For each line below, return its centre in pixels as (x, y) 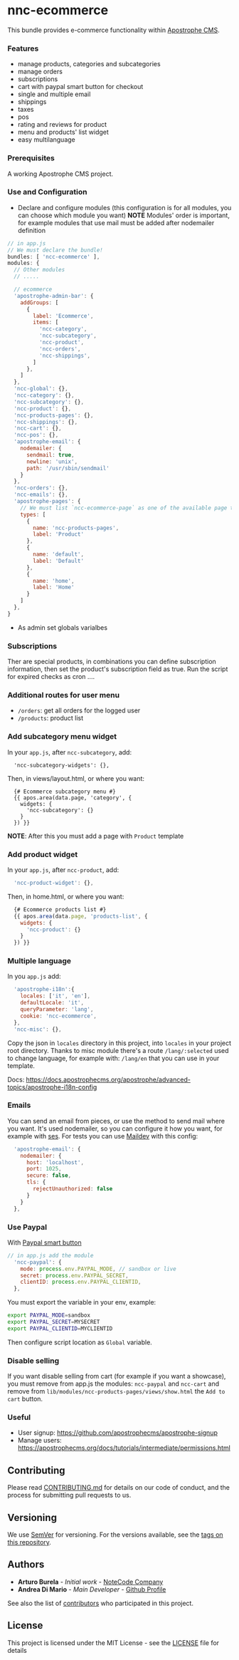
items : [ (46, 323)
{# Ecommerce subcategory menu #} (65, 792)
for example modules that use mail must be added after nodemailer (116, 222)
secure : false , (49, 1176)
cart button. (25, 1399)
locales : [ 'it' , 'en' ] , (55, 996)
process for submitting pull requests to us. (69, 1495)
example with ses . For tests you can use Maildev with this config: (103, 1136)
